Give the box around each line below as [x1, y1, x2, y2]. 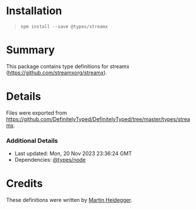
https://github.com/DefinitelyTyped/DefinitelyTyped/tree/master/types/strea [6, 115, 190, 122]
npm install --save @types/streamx [20, 24, 108, 30]
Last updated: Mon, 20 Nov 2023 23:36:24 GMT [14, 150, 132, 157]
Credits [6, 177, 43, 190]
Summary [6, 43, 55, 57]
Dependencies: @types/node [14, 156, 86, 164]
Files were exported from [6, 109, 67, 116]
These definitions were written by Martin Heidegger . [6, 197, 132, 204]
